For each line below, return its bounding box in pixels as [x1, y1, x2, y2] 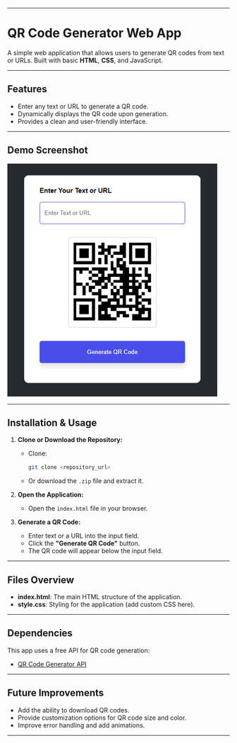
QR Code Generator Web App [7, 25, 182, 41]
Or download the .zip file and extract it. [28, 477, 144, 485]
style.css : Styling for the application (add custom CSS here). [17, 600, 195, 609]
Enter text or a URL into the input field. [28, 532, 140, 540]
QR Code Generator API [17, 659, 87, 668]
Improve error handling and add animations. [17, 720, 145, 730]
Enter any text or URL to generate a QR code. [17, 102, 149, 110]
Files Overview [7, 574, 75, 586]
